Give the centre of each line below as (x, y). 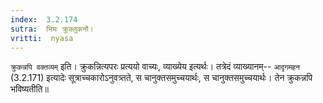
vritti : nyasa (42, 38)
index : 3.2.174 (44, 19)
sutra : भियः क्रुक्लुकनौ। (52, 29)
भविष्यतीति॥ (29, 89)
